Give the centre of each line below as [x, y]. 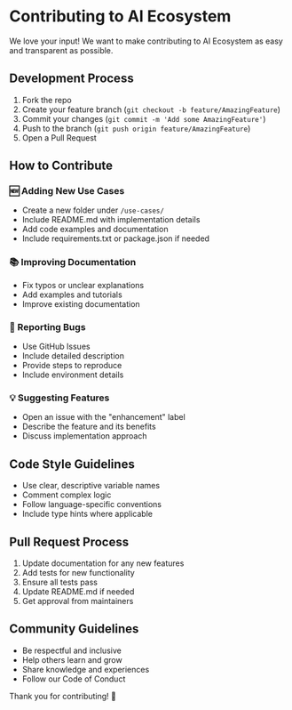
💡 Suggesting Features [59, 398]
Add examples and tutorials [72, 294]
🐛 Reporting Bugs [47, 327]
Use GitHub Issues [56, 347]
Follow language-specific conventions [92, 504]
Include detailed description [73, 356]
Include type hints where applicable [87, 514]
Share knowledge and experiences [86, 669]
